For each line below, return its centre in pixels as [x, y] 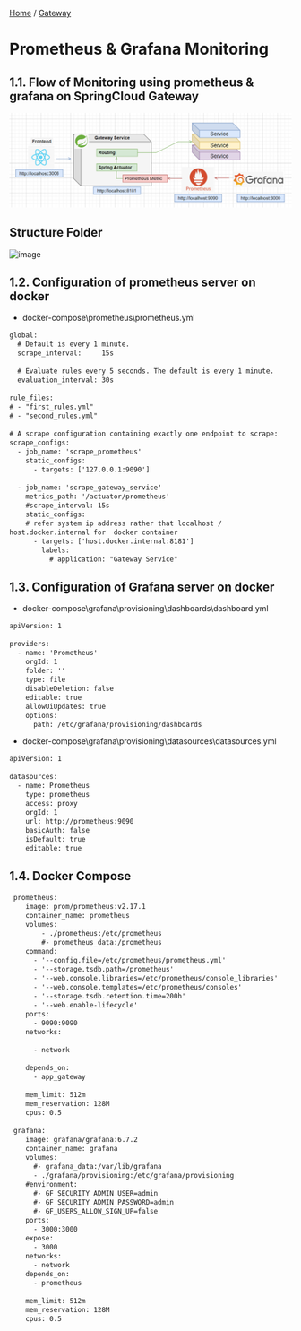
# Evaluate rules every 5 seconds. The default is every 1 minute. [146, 371]
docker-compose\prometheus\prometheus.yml [108, 318]
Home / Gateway [40, 13]
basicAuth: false [58, 831]
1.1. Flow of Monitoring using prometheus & [132, 82]
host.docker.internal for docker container [94, 532]
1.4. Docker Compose [70, 876]
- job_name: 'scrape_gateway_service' [90, 488]
